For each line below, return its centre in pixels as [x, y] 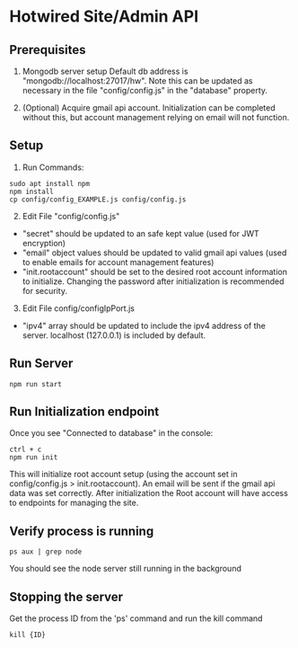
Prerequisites [48, 50]
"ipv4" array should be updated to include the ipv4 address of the [144, 325]
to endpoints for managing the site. [74, 503]
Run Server [41, 364]
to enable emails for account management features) [118, 262]
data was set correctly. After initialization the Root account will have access [149, 493]
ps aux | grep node [46, 552]
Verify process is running [82, 531]
